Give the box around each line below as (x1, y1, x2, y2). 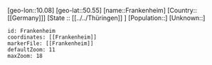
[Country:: (166, 6, 197, 14)
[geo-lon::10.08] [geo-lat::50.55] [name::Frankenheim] (7, 6, 166, 14)
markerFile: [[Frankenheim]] (7, 40, 94, 47)
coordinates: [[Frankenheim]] (7, 34, 97, 41)
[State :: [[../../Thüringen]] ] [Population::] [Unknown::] (47, 14, 206, 22)
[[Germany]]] (7, 14, 46, 22)
